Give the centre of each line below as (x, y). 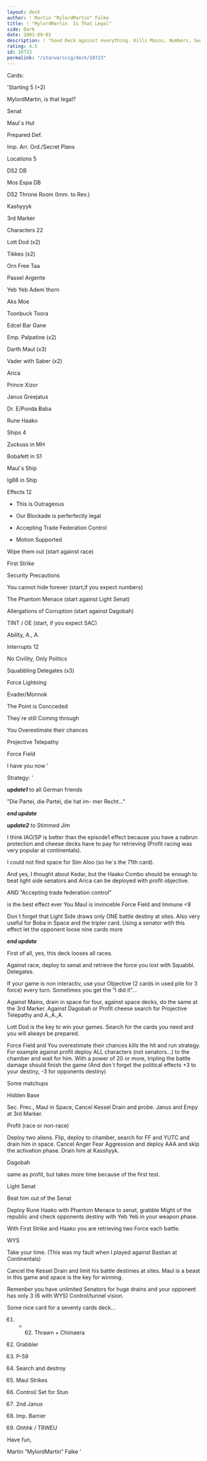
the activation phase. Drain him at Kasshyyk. (63, 1150)
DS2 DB (17, 170)
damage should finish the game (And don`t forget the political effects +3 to (102, 1065)
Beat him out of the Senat (39, 1198)
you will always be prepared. (43, 1033)
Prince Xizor (23, 385)
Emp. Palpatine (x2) (32, 337)
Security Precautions (33, 575)
